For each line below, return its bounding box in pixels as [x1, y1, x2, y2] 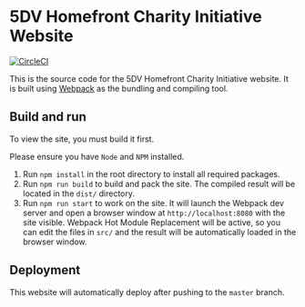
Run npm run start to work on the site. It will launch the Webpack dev [22, 197, 285, 208]
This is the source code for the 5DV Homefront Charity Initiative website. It [9, 73, 290, 84]
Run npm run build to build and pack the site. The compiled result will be [22, 178, 296, 189]
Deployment [9, 262, 81, 278]
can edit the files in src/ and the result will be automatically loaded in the [22, 226, 297, 237]
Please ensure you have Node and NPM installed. [9, 151, 185, 162]
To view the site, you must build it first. [9, 134, 155, 144]
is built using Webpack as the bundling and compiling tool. [9, 83, 229, 94]
